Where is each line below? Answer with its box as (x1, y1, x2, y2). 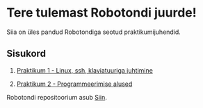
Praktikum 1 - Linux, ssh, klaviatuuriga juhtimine (16, 66, 154, 74)
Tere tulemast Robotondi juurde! (6, 5, 197, 21)
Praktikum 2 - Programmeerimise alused (16, 80, 133, 88)
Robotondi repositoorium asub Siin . (6, 93, 107, 101)
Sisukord (6, 48, 47, 60)
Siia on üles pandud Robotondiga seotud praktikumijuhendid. (6, 28, 181, 36)
